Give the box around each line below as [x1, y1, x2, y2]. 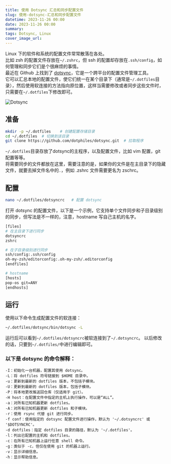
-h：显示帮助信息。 [5, 455, 41, 460]
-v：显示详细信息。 [5, 449, 41, 454]
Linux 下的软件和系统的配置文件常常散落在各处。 [5, 50, 107, 57]
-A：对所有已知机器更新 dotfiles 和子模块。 [5, 406, 90, 411]
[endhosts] [5, 285, 28, 290]
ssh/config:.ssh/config [5, 252, 56, 257]
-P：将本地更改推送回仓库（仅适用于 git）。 [5, 390, 85, 395]
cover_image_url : [5, 36, 42, 41]
